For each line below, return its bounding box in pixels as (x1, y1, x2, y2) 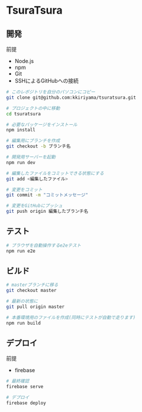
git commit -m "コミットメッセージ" (6, 192, 89, 198)
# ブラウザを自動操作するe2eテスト (6, 242, 82, 249)
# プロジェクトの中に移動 (6, 105, 60, 111)
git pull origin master (6, 304, 65, 310)
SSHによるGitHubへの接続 (14, 77, 79, 84)
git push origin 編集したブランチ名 (6, 209, 89, 215)
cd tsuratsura (6, 111, 41, 117)
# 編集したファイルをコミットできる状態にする (6, 170, 104, 176)
